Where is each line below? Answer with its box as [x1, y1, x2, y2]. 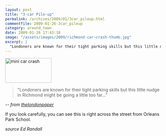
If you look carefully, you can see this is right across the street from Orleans [5, 111, 160, 117]
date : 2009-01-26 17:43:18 [5, 30, 61, 35]
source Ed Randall [5, 126, 42, 132]
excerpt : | [5, 40, 28, 45]
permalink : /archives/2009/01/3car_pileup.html [5, 16, 105, 21]
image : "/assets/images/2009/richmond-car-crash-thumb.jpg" [5, 35, 132, 40]
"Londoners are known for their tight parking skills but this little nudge [17, 87, 160, 92]
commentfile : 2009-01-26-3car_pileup [5, 21, 83, 26]
